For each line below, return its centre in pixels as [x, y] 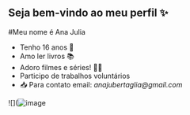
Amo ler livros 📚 [47, 56]
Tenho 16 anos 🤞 [47, 47]
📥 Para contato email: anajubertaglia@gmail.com [101, 84]
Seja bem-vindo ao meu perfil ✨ [88, 13]
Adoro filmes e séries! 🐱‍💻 [61, 67]
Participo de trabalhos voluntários [75, 76]
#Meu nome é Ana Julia [47, 32]
